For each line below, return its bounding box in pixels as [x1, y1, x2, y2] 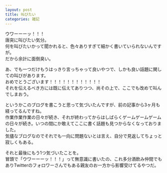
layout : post [5, 7, 32, 12]
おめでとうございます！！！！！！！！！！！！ [5, 79, 101, 85]
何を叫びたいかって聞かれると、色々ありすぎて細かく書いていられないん [5, 43, 153, 49]
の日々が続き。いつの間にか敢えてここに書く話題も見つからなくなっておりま [5, 121, 162, 127]
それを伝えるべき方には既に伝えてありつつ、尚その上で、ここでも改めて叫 [5, 85, 158, 91]
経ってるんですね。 [5, 108, 44, 114]
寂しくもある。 [5, 139, 36, 145]
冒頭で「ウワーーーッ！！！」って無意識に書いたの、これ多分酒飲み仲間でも [5, 156, 163, 162]
